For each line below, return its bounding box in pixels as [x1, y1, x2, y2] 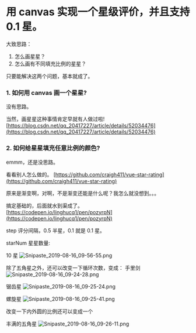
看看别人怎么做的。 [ [6, 171, 56, 178]
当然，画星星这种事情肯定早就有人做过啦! [6, 115, 105, 123]
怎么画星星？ [14, 53, 45, 60]
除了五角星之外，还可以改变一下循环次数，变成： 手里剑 [6, 264, 141, 271]
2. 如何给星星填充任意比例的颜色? [6, 144, 100, 152]
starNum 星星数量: [6, 239, 51, 246]
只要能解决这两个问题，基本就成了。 [6, 73, 93, 80]
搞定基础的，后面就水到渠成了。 [6, 202, 83, 209]
